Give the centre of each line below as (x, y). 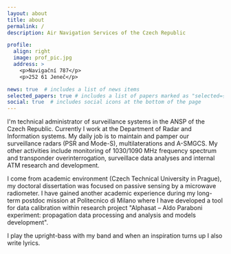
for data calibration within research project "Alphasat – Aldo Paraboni (105, 208)
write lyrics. (24, 243)
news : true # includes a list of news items (73, 89)
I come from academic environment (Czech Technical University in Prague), (114, 178)
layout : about (27, 13)
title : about (26, 20)
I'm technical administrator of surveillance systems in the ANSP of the (106, 122)
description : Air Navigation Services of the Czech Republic (97, 33)
